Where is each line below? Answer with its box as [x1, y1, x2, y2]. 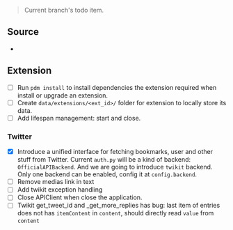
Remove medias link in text [17, 178, 95, 186]
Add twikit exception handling [17, 185, 103, 194]
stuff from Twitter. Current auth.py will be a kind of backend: [17, 155, 191, 164]
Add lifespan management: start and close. [17, 114, 141, 122]
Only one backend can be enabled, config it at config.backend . [17, 170, 197, 178]
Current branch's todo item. [24, 6, 104, 14]
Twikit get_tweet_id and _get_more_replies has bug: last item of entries [17, 201, 220, 210]
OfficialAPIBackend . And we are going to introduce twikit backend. [17, 163, 213, 171]
